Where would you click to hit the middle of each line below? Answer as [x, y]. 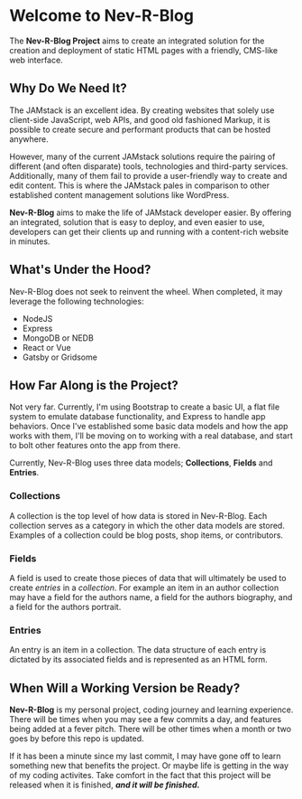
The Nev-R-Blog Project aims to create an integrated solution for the [137, 41]
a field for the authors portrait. [65, 606]
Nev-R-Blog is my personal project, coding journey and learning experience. [151, 710]
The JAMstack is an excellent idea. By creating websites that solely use [142, 110]
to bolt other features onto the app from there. [95, 446]
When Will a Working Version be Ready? [125, 688]
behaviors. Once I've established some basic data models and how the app [149, 427]
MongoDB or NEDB [58, 338]
